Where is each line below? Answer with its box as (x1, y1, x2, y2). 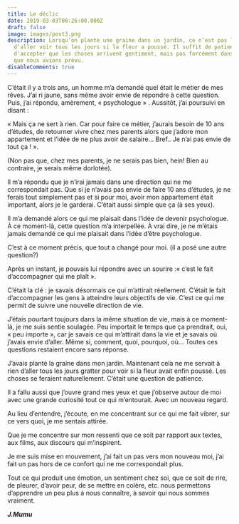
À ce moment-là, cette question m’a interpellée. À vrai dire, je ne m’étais (7, 222, 218, 230)
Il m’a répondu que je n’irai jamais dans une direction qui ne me (7, 178, 192, 186)
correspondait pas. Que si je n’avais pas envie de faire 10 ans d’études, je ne (7, 185, 231, 193)
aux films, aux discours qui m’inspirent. (7, 438, 122, 446)
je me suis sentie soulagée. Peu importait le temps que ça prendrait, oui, (16, 322, 228, 331)
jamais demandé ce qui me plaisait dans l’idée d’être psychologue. (7, 229, 202, 237)
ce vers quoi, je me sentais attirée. (7, 416, 108, 425)
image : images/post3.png (7, 30, 81, 38)
